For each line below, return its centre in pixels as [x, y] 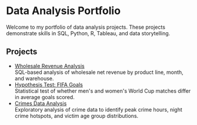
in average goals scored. [44, 97]
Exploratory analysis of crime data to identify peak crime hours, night [98, 109]
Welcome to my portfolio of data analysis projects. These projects [86, 27]
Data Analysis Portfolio [64, 11]
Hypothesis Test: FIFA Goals [49, 85]
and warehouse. [34, 78]
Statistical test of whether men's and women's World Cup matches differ [103, 91]
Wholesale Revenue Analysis [49, 66]
